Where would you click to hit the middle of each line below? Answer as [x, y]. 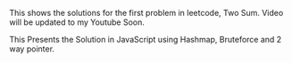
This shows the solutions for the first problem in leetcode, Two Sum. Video [146, 13]
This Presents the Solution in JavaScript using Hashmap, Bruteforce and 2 [146, 39]
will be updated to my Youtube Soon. [77, 22]
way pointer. [32, 49]
